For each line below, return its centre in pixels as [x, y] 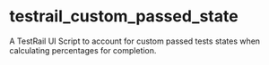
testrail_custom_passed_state [124, 16]
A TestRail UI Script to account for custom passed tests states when [135, 41]
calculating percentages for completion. [83, 50]
